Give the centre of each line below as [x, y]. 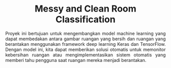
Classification [85, 19]
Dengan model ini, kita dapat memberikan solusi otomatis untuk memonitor [85, 49]
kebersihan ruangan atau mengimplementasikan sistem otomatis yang [85, 55]
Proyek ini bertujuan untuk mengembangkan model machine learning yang [85, 33]
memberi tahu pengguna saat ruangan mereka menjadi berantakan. [76, 60]
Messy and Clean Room [85, 9]
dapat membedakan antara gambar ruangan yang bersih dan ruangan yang [85, 39]
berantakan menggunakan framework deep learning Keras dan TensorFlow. [85, 44]
